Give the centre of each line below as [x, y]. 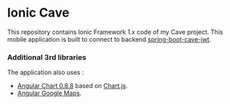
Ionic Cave [38, 13]
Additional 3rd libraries [47, 57]
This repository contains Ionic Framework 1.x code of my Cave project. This [115, 32]
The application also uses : [46, 72]
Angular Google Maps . [49, 93]
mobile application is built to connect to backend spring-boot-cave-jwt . [109, 39]
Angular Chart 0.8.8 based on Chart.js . [72, 86]
